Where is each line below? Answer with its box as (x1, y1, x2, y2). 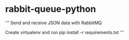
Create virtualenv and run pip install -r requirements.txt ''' (5, 29, 124, 35)
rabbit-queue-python (5, 3, 96, 15)
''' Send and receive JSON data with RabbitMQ (5, 20, 102, 26)
